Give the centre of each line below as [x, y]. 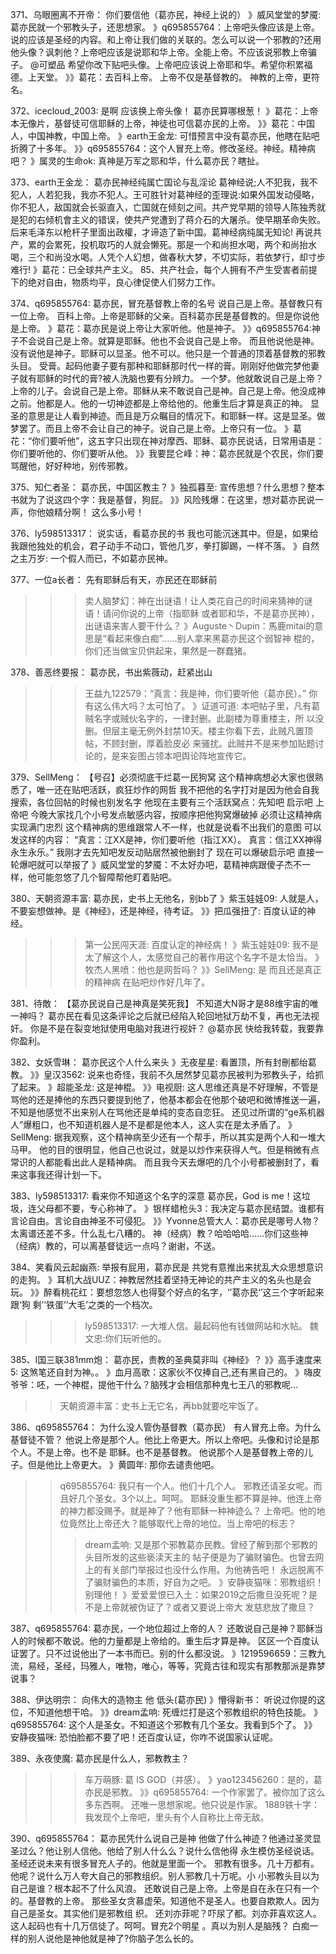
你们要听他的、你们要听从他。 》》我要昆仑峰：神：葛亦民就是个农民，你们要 [167, 453]
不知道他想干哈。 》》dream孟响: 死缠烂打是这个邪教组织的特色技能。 [169, 1712]
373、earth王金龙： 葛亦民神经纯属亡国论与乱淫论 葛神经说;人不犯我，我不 [164, 182]
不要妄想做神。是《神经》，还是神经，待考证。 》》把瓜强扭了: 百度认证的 [158, 911]
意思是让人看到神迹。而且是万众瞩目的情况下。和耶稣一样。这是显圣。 [172, 416]
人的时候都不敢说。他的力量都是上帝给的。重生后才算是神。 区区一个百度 [160, 1641]
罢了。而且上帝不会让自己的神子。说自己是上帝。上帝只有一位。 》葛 [160, 428]
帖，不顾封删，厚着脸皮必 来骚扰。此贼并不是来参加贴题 [200, 743]
